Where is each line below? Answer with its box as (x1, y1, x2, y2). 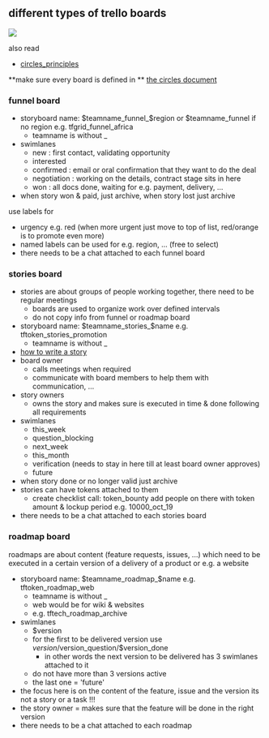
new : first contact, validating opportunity (32, 148, 170, 157)
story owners (19, 390, 65, 400)
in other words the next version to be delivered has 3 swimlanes (44, 651, 258, 661)
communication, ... (32, 381, 95, 392)
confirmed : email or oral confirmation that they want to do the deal (32, 165, 257, 175)
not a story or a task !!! (19, 694, 96, 704)
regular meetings (19, 295, 78, 305)
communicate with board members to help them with (32, 373, 209, 383)
